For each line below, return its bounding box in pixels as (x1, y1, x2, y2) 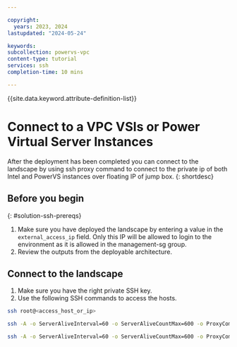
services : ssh (7, 62, 49, 69)
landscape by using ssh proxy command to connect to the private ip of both (7, 164, 228, 173)
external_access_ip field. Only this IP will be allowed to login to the (17, 232, 212, 241)
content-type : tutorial (7, 56, 78, 63)
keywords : (7, 42, 37, 49)
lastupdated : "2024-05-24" (7, 30, 87, 37)
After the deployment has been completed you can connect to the (7, 157, 199, 166)
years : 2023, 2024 (13, 23, 68, 30)
